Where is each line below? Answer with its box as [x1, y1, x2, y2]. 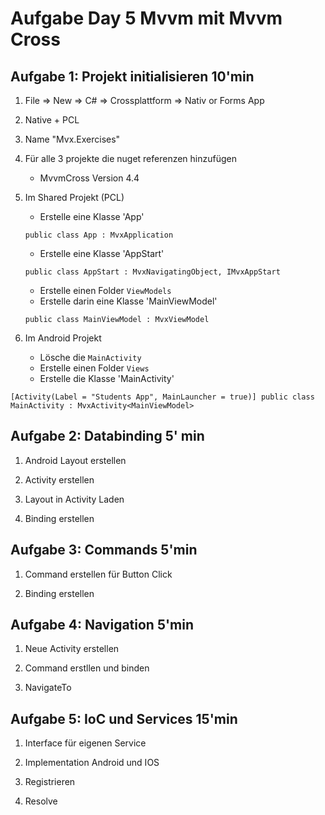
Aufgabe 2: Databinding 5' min [10, 428, 205, 445]
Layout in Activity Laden [24, 493, 125, 505]
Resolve [24, 795, 58, 807]
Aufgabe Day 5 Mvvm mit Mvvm [10, 7, 283, 30]
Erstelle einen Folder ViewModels [39, 285, 172, 296]
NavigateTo [24, 682, 72, 694]
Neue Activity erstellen [24, 643, 120, 655]
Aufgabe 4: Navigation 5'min [10, 617, 195, 634]
